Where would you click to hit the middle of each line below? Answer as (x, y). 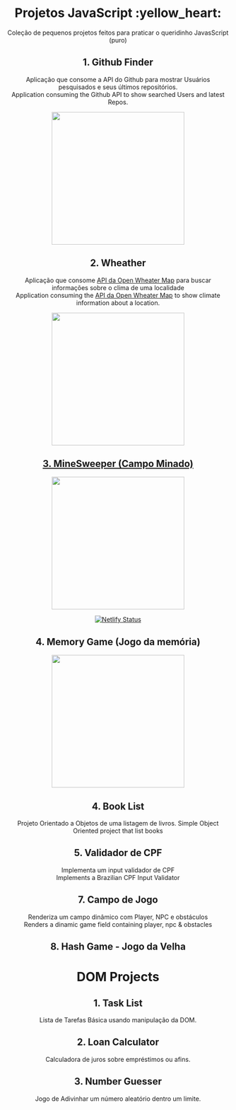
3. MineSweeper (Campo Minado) (118, 464)
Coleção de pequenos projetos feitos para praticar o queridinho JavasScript (118, 33)
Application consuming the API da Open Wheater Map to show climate (118, 295)
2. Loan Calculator (118, 1042)
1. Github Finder (118, 63)
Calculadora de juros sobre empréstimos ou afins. (118, 1059)
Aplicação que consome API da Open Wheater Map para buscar (118, 280)
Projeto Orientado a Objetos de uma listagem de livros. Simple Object (118, 823)
